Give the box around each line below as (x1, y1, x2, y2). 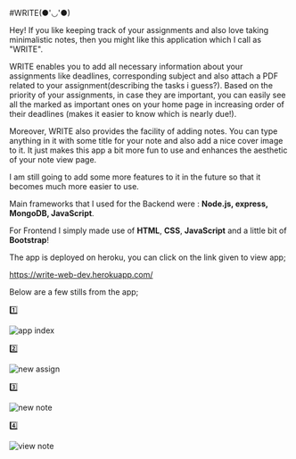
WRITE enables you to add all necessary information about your (9, 62, 243, 71)
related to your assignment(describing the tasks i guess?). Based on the (9, 80, 274, 90)
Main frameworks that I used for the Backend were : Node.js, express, (9, 198, 269, 209)
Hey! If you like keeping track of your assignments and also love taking (9, 25, 269, 35)
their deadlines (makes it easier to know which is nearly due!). (9, 109, 237, 119)
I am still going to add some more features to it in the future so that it (9, 171, 261, 182)
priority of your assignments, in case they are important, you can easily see (9, 89, 287, 100)
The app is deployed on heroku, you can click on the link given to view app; (9, 252, 287, 263)
